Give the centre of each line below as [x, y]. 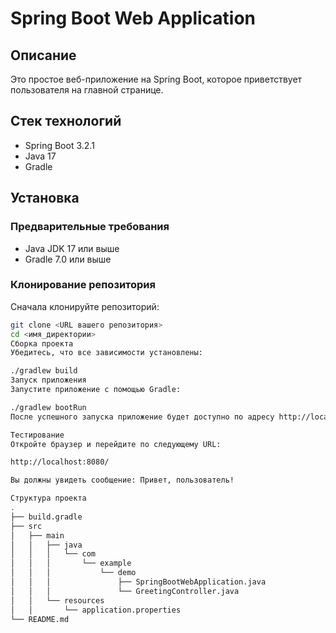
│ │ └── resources [57, 600]
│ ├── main [37, 535]
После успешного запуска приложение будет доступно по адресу [142, 417]
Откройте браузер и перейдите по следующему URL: [116, 444]
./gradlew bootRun [48, 407]
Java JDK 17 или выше [72, 248]
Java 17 [40, 156]
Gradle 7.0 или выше [68, 259]
